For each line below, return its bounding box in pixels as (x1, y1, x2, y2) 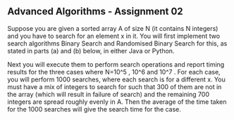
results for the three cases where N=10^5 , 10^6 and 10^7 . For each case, (7, 67, 221, 76)
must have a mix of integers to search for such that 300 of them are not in (7, 82, 222, 91)
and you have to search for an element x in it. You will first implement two (7, 32, 221, 40)
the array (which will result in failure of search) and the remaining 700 (7, 90, 210, 98)
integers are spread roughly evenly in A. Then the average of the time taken (7, 98, 227, 106)
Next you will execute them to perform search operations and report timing (7, 60, 225, 69)
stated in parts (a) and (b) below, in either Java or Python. (7, 46, 175, 55)
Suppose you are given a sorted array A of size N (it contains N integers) (7, 24, 218, 32)
